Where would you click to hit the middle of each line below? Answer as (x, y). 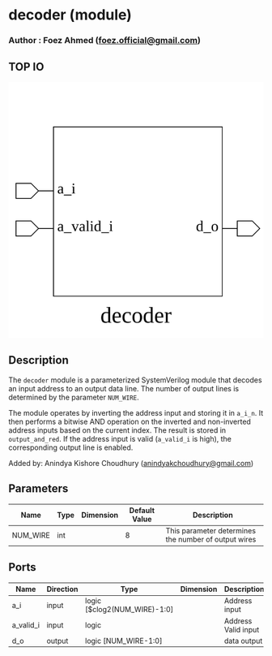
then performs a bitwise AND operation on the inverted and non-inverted (130, 421)
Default (142, 511)
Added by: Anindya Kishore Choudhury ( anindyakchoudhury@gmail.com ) (131, 463)
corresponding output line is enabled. (71, 447)
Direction (62, 589)
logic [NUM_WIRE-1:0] (123, 641)
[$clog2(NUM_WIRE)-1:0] (129, 610)
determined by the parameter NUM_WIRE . (74, 397)
